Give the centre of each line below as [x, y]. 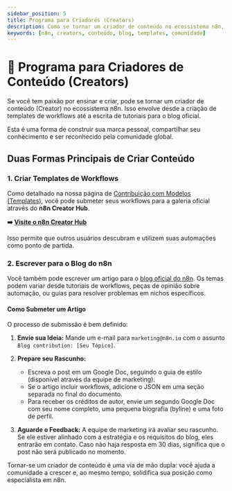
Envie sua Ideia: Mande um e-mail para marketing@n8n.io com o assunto [121, 338]
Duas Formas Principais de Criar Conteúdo [101, 158]
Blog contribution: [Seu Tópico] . [66, 345]
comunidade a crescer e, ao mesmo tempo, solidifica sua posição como [110, 473]
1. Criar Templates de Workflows [63, 178]
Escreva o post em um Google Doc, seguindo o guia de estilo [115, 372]
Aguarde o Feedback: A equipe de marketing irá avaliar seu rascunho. [118, 430]
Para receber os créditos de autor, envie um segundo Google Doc [121, 402]
